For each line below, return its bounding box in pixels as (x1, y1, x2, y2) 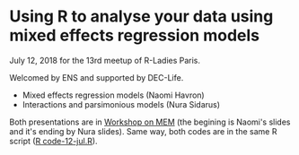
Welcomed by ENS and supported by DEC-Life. (9, 72, 184, 82)
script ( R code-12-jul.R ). (9, 135, 98, 146)
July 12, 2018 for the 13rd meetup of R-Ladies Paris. (9, 55, 200, 65)
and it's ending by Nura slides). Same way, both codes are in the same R (9, 125, 277, 136)
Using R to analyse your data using (9, 6, 274, 27)
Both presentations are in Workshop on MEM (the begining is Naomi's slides (9, 116, 291, 127)
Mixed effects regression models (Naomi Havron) (22, 90, 205, 100)
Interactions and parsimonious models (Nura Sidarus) (22, 99, 221, 109)
